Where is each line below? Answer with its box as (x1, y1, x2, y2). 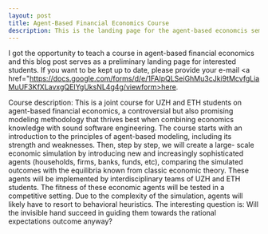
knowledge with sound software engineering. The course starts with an (8, 123, 242, 133)
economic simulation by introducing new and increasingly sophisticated (8, 149, 244, 158)
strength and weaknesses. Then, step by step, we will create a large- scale (8, 141, 254, 150)
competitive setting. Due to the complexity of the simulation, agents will (8, 191, 243, 200)
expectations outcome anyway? (8, 216, 113, 226)
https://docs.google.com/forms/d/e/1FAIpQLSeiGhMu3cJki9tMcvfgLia (29, 73, 260, 84)
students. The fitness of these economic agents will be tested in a (8, 183, 225, 192)
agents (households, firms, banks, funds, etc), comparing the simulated (8, 157, 243, 167)
